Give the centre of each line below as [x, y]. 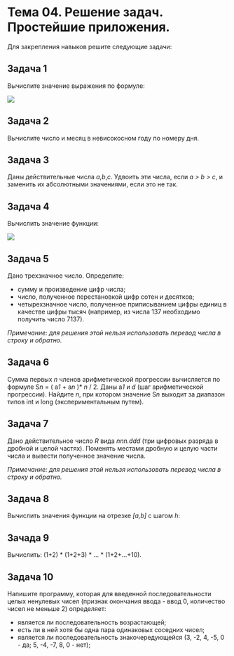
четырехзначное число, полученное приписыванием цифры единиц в [122, 304]
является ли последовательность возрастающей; [92, 622]
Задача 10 [30, 577]
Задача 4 [28, 206]
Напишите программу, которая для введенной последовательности [109, 594]
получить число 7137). [51, 319]
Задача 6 [28, 362]
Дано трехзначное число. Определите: [66, 276]
